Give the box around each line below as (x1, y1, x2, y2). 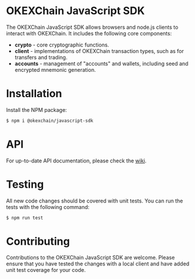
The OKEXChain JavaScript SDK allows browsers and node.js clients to (6, 24, 179, 31)
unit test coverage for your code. (6, 267, 86, 274)
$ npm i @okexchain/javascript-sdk (6, 118, 94, 124)
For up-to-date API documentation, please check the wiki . (6, 157, 147, 164)
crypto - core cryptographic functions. (14, 41, 110, 48)
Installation (6, 87, 62, 101)
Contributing (6, 234, 70, 248)
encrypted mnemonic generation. (14, 66, 96, 73)
